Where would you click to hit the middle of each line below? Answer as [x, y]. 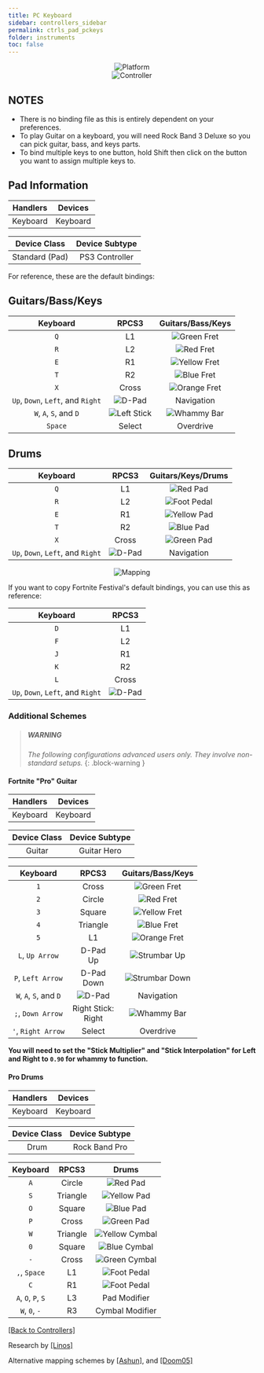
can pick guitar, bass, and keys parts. [80, 144]
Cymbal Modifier [126, 1310]
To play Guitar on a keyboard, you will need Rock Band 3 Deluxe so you [135, 135]
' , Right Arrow [38, 1031]
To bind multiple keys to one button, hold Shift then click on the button [133, 152]
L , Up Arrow [38, 955]
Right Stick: [93, 1009]
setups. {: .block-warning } [102, 763]
